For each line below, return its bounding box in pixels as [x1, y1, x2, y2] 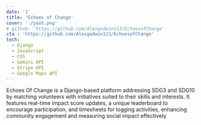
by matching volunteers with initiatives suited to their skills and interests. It [6, 93, 190, 100]
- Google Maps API [11, 70, 58, 76]
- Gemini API [11, 59, 44, 65]
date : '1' [6, 8, 31, 15]
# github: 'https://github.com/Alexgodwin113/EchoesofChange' [6, 25, 165, 32]
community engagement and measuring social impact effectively [6, 112, 167, 120]
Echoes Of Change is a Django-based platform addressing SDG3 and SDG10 [6, 87, 195, 94]
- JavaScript [11, 48, 44, 54]
